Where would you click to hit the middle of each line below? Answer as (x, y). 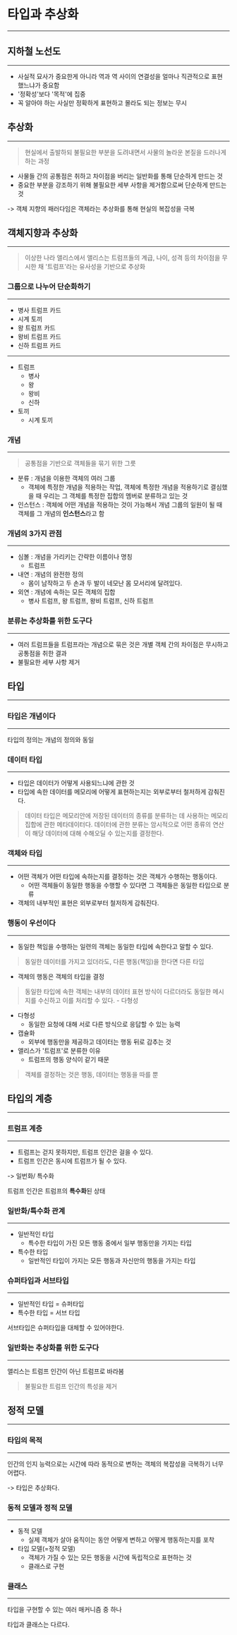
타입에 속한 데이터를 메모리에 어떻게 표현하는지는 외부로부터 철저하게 (112, 792)
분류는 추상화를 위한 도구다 (50, 621)
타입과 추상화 (43, 14)
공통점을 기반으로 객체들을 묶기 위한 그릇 (80, 463)
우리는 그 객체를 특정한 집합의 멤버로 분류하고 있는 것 (116, 495)
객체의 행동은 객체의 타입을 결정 (61, 976)
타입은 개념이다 (32, 716)
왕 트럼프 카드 (36, 327)
